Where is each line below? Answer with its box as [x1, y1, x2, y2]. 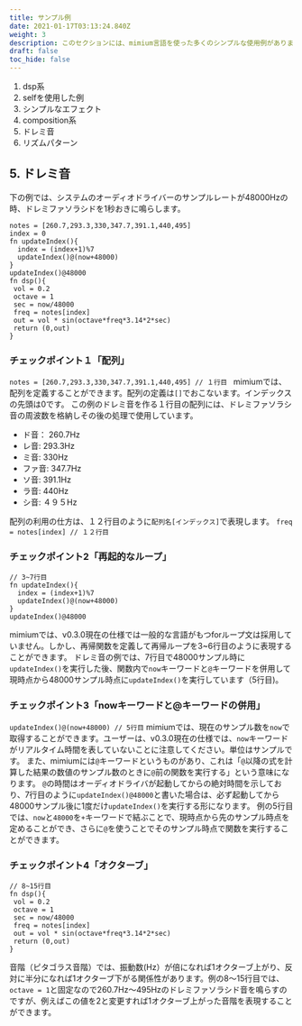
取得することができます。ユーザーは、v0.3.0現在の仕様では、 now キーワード [9, 732, 288, 744]
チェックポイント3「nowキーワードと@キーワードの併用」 [9, 700, 266, 712]
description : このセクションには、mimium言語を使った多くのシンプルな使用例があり [9, 38, 288, 48]
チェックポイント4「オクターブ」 [9, 858, 153, 871]
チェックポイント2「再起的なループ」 [9, 551, 172, 563]
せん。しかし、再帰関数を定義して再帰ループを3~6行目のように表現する [24, 641, 292, 652]
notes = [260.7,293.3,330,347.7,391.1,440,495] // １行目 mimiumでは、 [9, 376, 287, 388]
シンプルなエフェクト [22, 104, 102, 114]
